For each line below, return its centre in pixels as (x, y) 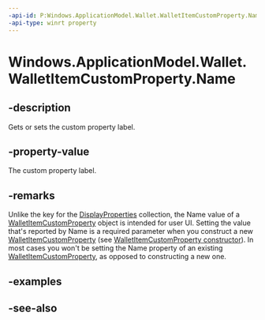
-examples (35, 281)
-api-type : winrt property (52, 23)
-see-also (33, 308)
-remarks (32, 196)
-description (39, 108)
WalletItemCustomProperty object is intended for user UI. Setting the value (129, 223)
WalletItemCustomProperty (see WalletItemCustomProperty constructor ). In (131, 240)
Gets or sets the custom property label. (72, 126)
